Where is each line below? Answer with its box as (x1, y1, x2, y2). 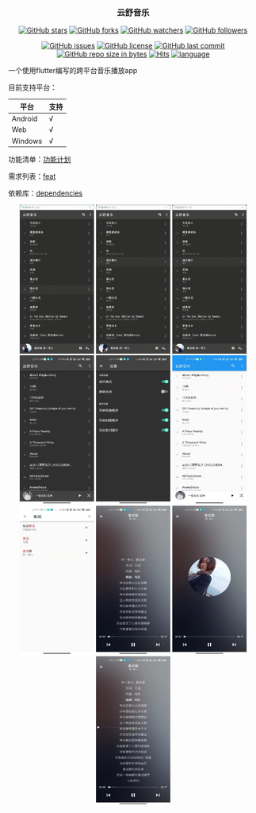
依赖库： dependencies (8, 188, 83, 198)
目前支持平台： (8, 83, 57, 92)
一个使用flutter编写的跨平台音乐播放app (8, 66, 138, 75)
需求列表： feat (8, 172, 56, 181)
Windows (11, 136, 43, 145)
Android (11, 114, 38, 124)
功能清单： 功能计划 (8, 155, 71, 165)
